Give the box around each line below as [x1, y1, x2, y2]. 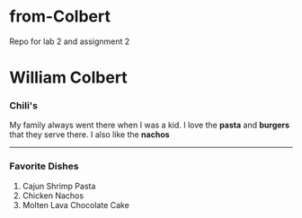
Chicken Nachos [22, 190, 84, 201]
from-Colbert [9, 6, 111, 27]
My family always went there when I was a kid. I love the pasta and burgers [9, 119, 290, 131]
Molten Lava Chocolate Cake [22, 199, 130, 210]
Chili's [9, 100, 39, 112]
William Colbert [9, 67, 128, 88]
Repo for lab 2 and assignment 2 [9, 36, 130, 47]
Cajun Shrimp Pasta [22, 180, 96, 191]
